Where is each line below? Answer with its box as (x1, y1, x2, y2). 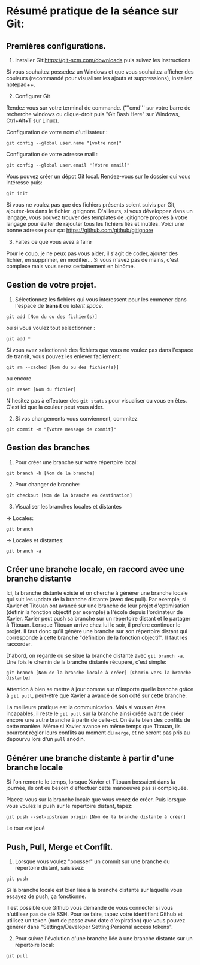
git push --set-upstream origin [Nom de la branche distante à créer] (6, 814, 186, 820)
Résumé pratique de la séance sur (6, 4, 178, 18)
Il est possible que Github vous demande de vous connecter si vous (6, 905, 174, 912)
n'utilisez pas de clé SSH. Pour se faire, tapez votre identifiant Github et (6, 910, 183, 918)
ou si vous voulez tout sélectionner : (6, 324, 96, 331)
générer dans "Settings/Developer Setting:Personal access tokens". (6, 924, 173, 931)
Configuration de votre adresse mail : (6, 151, 98, 158)
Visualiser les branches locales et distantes (14, 503, 122, 510)
